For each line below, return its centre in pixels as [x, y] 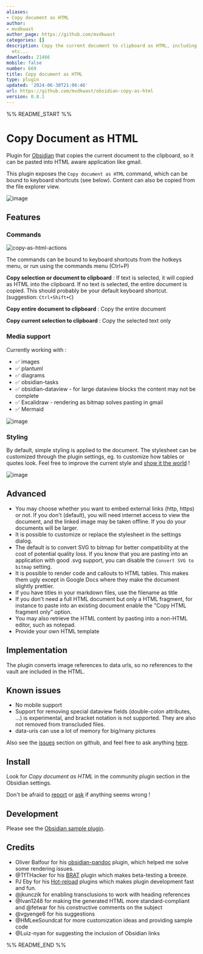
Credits [21, 847]
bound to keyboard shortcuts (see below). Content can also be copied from [101, 180]
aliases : [17, 12]
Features [23, 217]
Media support [29, 337]
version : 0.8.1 [26, 97]
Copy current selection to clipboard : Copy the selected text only [89, 321]
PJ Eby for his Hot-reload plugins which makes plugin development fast [105, 881]
